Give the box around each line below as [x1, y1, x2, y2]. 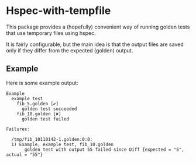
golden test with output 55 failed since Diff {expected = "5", [24, 147, 184, 153]
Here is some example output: [6, 79, 78, 86]
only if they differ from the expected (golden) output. [6, 47, 133, 54]
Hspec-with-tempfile [6, 4, 111, 17]
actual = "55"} [6, 151, 43, 158]
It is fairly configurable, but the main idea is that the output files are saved [6, 41, 184, 48]
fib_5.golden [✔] [16, 101, 59, 107]
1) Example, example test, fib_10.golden [11, 141, 114, 147]
